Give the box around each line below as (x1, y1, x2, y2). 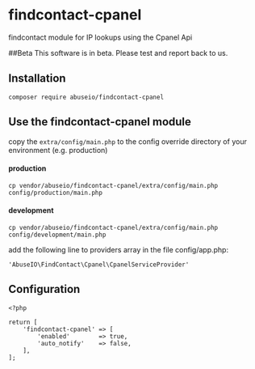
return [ (8, 318, 38, 326)
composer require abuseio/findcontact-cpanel (8, 93, 164, 101)
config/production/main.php (8, 189, 103, 197)
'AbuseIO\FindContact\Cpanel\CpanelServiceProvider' (8, 261, 190, 269)
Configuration (8, 282, 81, 296)
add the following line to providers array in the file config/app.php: (8, 244, 228, 254)
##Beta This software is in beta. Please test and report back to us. (8, 48, 228, 57)
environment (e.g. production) (8, 145, 108, 155)
